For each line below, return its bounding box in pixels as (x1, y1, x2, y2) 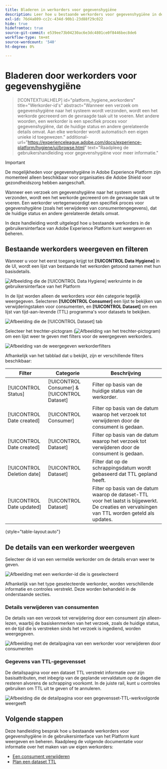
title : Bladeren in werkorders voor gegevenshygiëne (5, 7, 117, 12)
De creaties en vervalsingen (92, 504, 158, 511)
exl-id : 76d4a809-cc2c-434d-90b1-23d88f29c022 (5, 16, 103, 21)
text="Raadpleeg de (87, 145, 129, 151)
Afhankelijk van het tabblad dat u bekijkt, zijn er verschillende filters (5, 353, 144, 359)
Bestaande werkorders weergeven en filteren (5, 244, 148, 253)
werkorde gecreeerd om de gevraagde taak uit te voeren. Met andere (17, 113, 160, 119)
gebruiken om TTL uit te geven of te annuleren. (5, 685, 102, 691)
